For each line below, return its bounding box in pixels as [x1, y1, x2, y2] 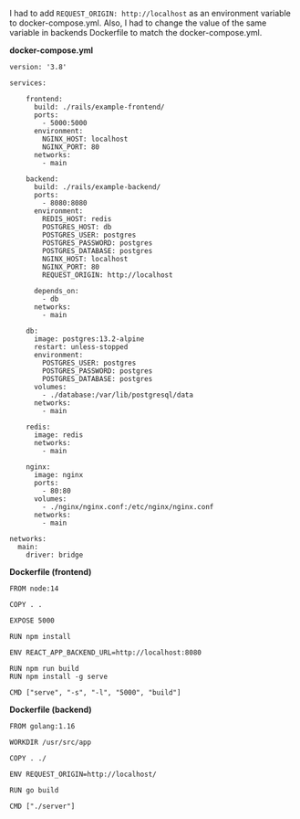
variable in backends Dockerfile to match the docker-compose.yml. [9, 27, 263, 37]
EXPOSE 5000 [9, 616, 55, 625]
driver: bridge [26, 550, 84, 559]
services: [9, 79, 47, 88]
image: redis [33, 431, 84, 440]
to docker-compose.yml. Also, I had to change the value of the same [9, 17, 267, 28]
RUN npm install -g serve [9, 672, 108, 681]
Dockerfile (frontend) [9, 567, 92, 577]
